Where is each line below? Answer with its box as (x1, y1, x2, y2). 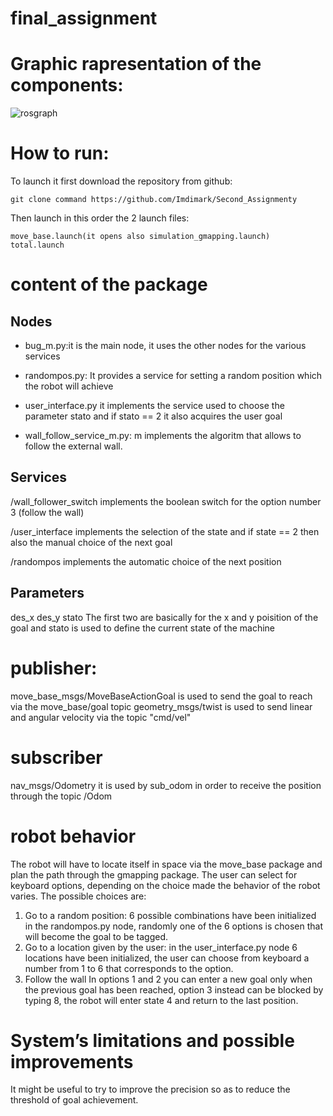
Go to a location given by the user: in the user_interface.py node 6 (24, 941, 298, 953)
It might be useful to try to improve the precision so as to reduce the (10, 1083, 291, 1096)
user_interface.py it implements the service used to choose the (24, 400, 285, 412)
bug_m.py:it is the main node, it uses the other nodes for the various (24, 340, 307, 352)
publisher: (10, 657, 98, 679)
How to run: (10, 142, 110, 165)
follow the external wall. (24, 440, 123, 452)
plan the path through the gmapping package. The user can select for (10, 868, 298, 881)
